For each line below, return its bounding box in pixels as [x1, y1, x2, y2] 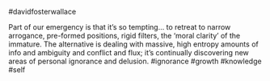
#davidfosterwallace [8, 7, 77, 16]
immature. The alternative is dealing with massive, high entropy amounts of [8, 39, 259, 49]
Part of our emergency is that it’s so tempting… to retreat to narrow [8, 22, 231, 31]
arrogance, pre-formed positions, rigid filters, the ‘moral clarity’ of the [8, 31, 241, 40]
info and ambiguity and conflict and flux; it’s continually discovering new [8, 48, 249, 57]
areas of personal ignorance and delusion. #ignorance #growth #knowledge [8, 56, 262, 66]
